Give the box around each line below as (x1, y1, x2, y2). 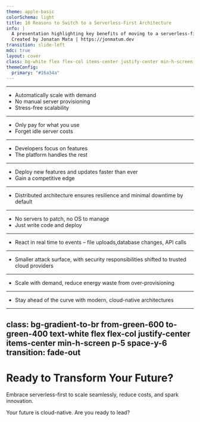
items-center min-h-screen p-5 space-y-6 (6, 338, 168, 348)
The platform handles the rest (14, 151, 88, 159)
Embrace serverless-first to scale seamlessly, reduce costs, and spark (6, 391, 179, 398)
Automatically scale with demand (14, 92, 96, 99)
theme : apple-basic (6, 8, 55, 15)
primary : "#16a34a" (11, 70, 60, 76)
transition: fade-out (6, 347, 81, 358)
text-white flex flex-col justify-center (49, 328, 190, 339)
